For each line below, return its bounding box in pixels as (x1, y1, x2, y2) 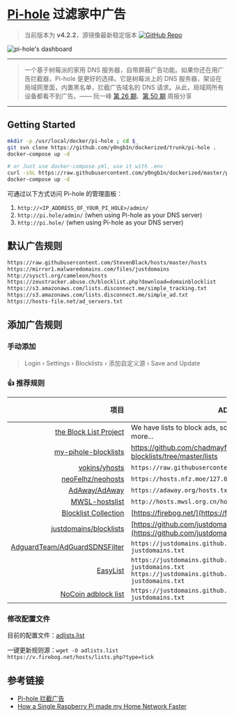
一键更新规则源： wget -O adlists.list (7, 646, 119, 654)
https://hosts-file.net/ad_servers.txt (7, 298, 123, 305)
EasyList (96, 566, 125, 575)
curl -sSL (7, 169, 36, 176)
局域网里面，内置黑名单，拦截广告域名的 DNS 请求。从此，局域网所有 (24, 83, 224, 91)
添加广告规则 (7, 319, 63, 331)
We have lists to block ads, (131, 423, 218, 432)
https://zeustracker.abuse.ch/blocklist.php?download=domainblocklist (7, 278, 217, 286)
